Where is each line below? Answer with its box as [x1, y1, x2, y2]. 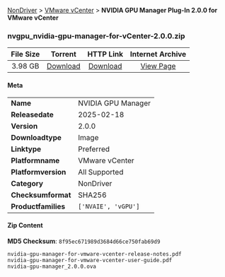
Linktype [11, 144, 42, 154]
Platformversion [11, 167, 67, 177]
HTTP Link [87, 49, 124, 59]
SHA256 [77, 190, 108, 200]
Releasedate [11, 110, 54, 119]
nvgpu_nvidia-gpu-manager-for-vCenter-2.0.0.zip [7, 31, 185, 41]
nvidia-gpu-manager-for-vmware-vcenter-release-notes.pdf [7, 250, 182, 257]
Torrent [50, 49, 76, 59]
